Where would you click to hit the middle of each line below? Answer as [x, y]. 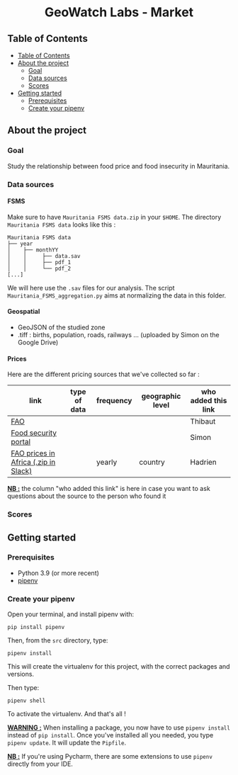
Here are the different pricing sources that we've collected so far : [103, 374]
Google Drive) [38, 343]
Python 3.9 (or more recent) [58, 573]
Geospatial [24, 312]
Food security [34, 433]
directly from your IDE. [40, 764]
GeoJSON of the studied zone [61, 327]
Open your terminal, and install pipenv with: [71, 614]
